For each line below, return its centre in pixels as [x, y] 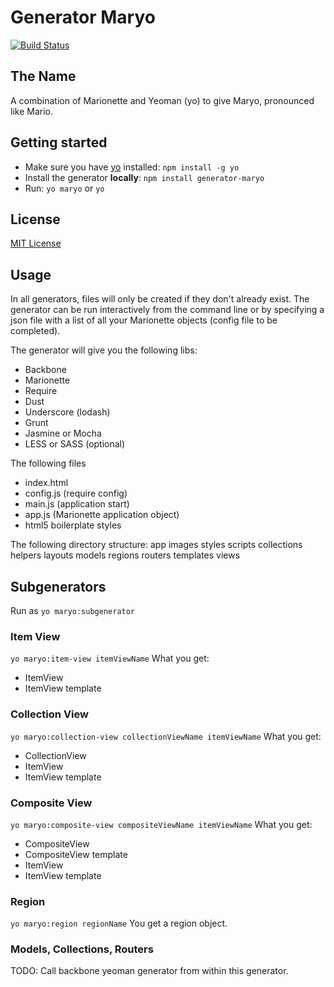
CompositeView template [76, 854]
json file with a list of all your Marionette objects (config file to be [144, 320]
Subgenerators [58, 586]
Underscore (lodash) [67, 412]
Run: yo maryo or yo [64, 188]
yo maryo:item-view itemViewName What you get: [110, 658]
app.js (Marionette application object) [102, 515]
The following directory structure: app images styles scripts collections [156, 545]
